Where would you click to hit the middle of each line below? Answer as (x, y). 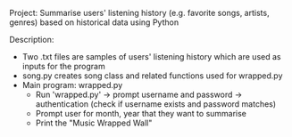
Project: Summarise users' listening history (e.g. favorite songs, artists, (139, 13)
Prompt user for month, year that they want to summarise (141, 113)
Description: (32, 40)
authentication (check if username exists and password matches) (156, 104)
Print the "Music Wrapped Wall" (94, 123)
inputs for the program (63, 66)
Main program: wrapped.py (72, 85)
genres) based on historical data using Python (94, 22)
